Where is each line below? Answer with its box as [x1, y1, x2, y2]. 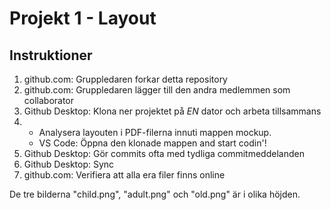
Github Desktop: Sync [23, 158, 115, 170]
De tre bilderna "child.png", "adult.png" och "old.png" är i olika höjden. [9, 188, 301, 200]
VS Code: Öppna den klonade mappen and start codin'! [38, 137, 267, 149]
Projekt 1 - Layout [9, 7, 157, 30]
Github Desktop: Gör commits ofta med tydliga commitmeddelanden [23, 148, 305, 159]
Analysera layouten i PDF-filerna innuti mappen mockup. [38, 127, 272, 138]
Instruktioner [9, 47, 93, 64]
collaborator [23, 95, 75, 106]
